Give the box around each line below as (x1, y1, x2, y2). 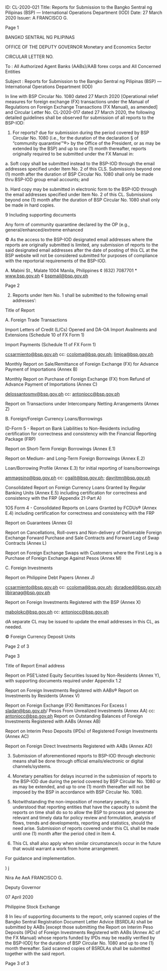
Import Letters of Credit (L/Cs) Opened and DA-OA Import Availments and (5, 327, 157, 332)
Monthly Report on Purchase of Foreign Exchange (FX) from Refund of (5, 376, 150, 382)
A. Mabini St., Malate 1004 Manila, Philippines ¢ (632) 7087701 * (5, 268, 137, 273)
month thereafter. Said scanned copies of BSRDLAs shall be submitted (5, 945, 150, 951)
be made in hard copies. (5, 202, 55, 208)
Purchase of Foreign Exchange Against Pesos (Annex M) (5, 555, 122, 561)
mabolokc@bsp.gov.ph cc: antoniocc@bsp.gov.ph (5, 609, 109, 615)
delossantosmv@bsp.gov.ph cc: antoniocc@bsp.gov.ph (5, 391, 120, 397)
